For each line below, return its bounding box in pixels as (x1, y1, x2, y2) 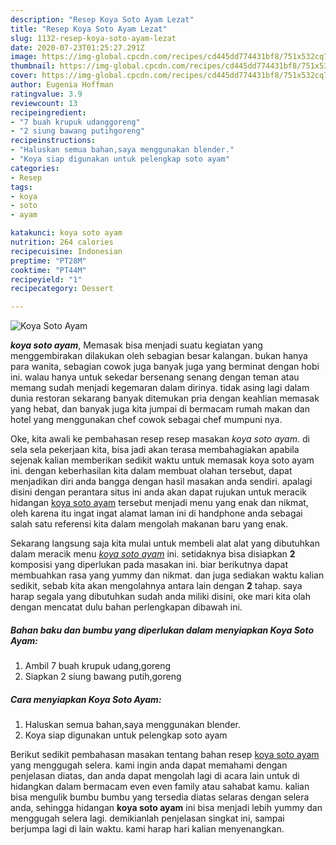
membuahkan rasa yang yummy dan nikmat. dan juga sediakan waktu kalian (10, 569, 325, 581)
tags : (10, 182, 33, 192)
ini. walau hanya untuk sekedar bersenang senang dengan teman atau (10, 371, 300, 383)
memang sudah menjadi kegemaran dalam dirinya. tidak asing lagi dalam (10, 382, 310, 394)
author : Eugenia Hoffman (10, 80, 114, 90)
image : (10, 52, 38, 62)
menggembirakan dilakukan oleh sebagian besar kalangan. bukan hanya (10, 350, 308, 362)
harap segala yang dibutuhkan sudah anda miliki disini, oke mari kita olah (10, 591, 311, 603)
